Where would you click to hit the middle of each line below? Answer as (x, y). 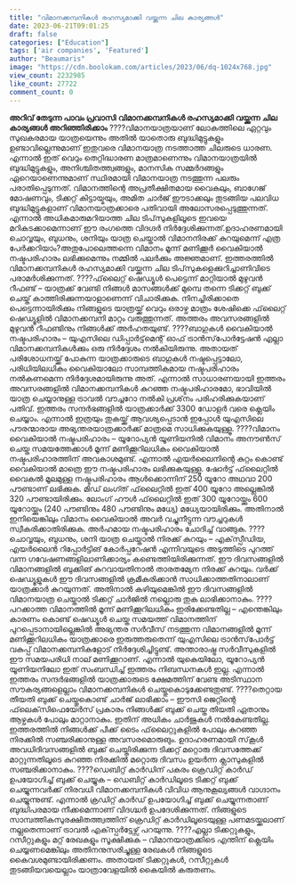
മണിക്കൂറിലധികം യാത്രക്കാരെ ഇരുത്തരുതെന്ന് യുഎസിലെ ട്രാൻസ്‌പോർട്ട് (142, 639)
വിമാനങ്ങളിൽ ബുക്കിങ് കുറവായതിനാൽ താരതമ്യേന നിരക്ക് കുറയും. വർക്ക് (144, 569)
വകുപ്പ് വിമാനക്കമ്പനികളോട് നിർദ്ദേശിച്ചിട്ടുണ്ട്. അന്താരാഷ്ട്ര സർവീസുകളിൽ (143, 649)
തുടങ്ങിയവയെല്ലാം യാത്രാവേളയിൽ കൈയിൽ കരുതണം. (112, 869)
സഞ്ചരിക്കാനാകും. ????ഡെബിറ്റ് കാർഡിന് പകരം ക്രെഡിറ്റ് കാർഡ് (131, 769)
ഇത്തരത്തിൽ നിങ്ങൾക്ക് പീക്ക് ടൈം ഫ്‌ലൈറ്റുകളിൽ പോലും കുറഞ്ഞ (133, 729)
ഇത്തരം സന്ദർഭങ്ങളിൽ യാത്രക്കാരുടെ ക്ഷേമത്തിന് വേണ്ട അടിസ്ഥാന (136, 679)
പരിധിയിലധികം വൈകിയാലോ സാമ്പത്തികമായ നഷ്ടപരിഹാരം (124, 368)
